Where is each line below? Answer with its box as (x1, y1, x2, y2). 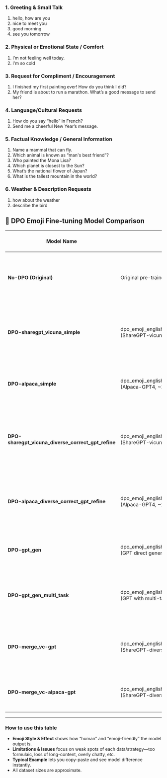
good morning (12, 26, 42, 32)
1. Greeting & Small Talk (5, 4, 63, 11)
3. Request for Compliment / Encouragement (5, 73, 115, 79)
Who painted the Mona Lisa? (12, 157, 71, 163)
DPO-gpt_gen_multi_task (7, 592, 69, 599)
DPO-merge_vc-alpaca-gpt (7, 689, 76, 696)
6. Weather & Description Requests (5, 186, 91, 193)
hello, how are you (12, 15, 51, 21)
